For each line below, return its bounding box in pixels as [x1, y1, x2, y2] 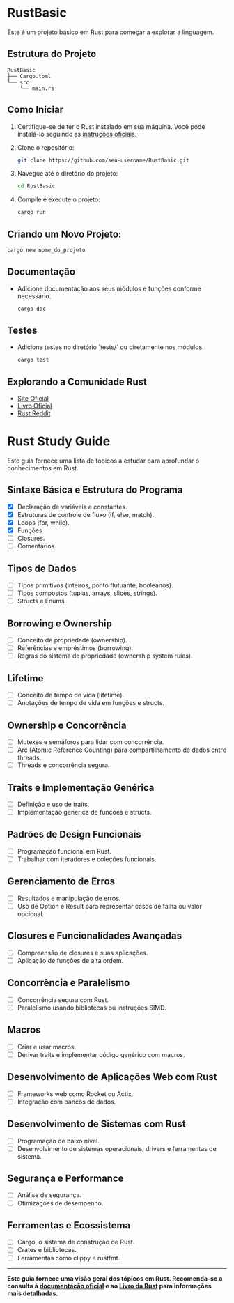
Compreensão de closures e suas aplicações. [17, 948, 148, 957]
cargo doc [17, 305, 47, 312]
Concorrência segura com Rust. [17, 995, 109, 1004]
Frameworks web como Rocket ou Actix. [17, 1089, 134, 1098]
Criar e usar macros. [17, 1042, 77, 1051]
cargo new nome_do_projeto [7, 247, 86, 254]
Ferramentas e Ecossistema [7, 1219, 131, 1231]
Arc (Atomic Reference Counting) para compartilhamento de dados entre [17, 746, 226, 754]
